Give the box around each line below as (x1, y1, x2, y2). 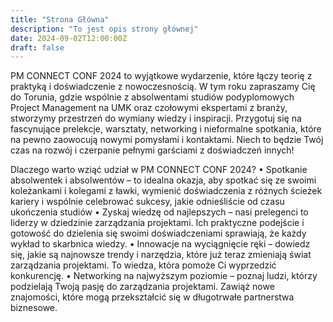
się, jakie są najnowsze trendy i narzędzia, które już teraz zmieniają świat (10, 249, 312, 261)
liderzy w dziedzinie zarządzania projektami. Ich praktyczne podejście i (10, 217, 305, 229)
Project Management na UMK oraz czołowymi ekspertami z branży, (10, 102, 288, 114)
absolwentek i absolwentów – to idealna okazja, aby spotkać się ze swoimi (10, 174, 317, 186)
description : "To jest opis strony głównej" (10, 24, 199, 34)
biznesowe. (10, 302, 58, 314)
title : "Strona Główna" (10, 14, 110, 25)
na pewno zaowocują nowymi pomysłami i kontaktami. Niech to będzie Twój (10, 134, 324, 146)
